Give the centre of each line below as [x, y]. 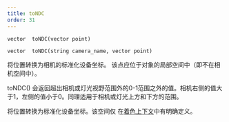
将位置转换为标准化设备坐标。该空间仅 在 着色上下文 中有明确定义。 [102, 111]
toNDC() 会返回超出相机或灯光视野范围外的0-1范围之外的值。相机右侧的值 [112, 88]
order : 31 [21, 20]
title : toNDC [26, 13]
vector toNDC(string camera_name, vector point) [80, 51]
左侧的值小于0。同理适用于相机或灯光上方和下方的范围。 [102, 96]
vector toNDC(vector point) [49, 39]
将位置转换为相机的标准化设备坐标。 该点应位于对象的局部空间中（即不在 [111, 64]
